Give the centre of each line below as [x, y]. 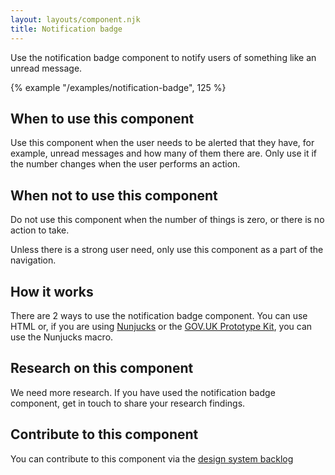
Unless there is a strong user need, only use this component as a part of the [167, 250]
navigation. [33, 260]
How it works [52, 291]
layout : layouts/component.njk [75, 19]
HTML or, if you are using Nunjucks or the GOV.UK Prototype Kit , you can [161, 326]
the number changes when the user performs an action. [125, 164]
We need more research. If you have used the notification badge [143, 392]
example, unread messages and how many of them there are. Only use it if [163, 153]
